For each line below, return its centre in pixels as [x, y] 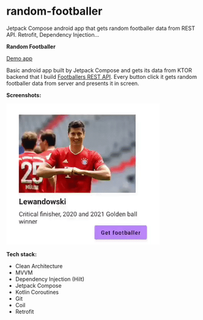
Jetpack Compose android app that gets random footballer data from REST [101, 28]
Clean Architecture [39, 266]
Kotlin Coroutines [37, 292]
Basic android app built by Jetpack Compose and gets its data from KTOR [99, 70]
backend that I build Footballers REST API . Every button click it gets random [102, 76]
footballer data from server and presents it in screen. [73, 83]
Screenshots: [24, 95]
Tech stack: [22, 254]
